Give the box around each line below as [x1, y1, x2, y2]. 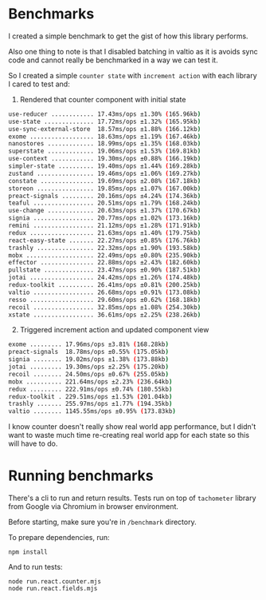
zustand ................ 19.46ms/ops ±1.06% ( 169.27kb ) [8, 169, 201, 177]
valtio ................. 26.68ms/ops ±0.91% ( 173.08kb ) [8, 288, 201, 296]
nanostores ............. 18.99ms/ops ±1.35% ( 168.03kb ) [8, 140, 201, 148]
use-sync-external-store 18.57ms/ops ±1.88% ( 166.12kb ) [8, 125, 201, 133]
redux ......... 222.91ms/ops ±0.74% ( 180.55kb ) [8, 385, 173, 393]
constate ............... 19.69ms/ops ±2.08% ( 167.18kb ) [8, 177, 201, 185]
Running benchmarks [8, 467, 154, 485]
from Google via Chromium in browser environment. [8, 502, 179, 511]
